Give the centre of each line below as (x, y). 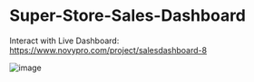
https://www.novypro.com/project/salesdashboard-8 (108, 50)
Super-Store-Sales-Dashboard (128, 16)
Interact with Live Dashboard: (64, 41)
